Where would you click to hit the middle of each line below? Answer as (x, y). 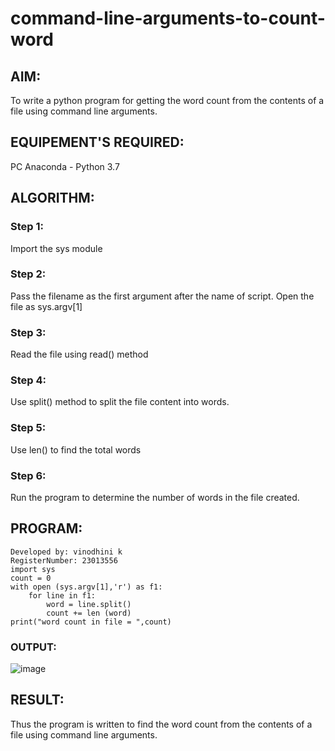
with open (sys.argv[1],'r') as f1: (86, 587)
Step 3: (28, 332)
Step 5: (28, 428)
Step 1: (27, 227)
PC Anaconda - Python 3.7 (65, 166)
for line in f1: (62, 595)
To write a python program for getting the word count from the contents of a (167, 100)
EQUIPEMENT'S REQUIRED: (97, 142)
